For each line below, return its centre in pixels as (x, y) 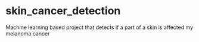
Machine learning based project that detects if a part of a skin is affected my (99, 27)
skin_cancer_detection (63, 11)
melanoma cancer (28, 33)
